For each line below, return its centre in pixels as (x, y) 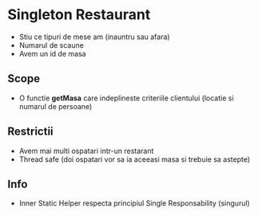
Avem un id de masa (52, 53)
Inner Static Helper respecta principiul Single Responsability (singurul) (135, 203)
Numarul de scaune (52, 45)
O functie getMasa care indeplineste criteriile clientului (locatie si (126, 98)
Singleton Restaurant (79, 15)
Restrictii (30, 132)
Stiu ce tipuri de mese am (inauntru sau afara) (94, 37)
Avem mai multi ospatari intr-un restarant (86, 151)
